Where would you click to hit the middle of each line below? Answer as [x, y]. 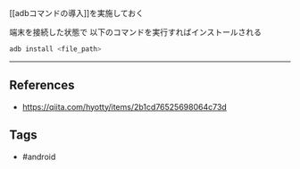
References [42, 85]
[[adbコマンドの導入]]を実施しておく [77, 13]
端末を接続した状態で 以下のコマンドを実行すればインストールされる [135, 32]
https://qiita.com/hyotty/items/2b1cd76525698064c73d [125, 106]
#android [39, 156]
